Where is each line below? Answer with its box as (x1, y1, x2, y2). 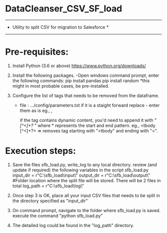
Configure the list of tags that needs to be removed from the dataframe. (12, 93, 160, 99)
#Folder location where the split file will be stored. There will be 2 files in (12, 177, 161, 183)
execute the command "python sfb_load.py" (12, 213, 103, 219)
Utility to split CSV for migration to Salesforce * (12, 24, 109, 30)
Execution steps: (5, 145, 76, 157)
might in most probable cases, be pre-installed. (12, 83, 109, 89)
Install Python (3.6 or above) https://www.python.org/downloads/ (12, 63, 146, 69)
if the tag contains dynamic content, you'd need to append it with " (19, 117, 157, 123)
